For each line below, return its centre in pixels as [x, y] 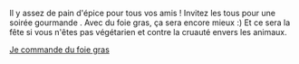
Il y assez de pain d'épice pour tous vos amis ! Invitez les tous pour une [143, 13]
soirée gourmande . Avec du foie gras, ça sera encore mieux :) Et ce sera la [150, 23]
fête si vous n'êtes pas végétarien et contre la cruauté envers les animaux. [148, 32]
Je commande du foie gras [60, 50]
